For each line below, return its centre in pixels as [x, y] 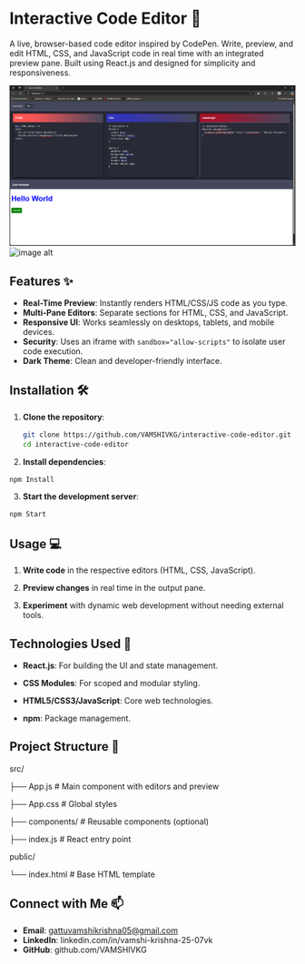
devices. [39, 332]
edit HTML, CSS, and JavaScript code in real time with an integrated [137, 53]
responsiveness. [40, 73]
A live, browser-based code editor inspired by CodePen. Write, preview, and [151, 44]
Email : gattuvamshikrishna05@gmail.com [100, 930]
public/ [23, 856]
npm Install [32, 479]
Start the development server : [80, 497]
